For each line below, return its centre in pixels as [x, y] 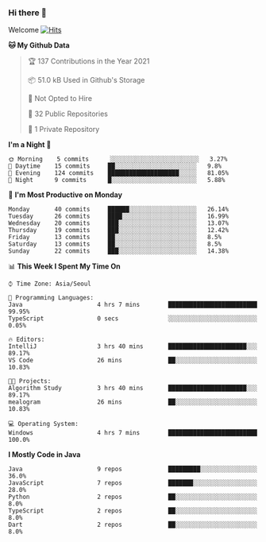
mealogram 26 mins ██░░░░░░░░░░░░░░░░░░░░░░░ [133, 402]
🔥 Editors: [27, 340]
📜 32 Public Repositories [68, 114]
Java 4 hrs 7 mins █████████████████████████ [133, 305]
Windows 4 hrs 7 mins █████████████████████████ [133, 433]
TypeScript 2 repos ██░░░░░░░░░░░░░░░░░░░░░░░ [133, 511]
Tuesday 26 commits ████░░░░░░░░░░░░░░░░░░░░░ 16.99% [118, 217]
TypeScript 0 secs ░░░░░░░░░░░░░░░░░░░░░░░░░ [133, 319]
